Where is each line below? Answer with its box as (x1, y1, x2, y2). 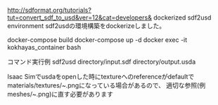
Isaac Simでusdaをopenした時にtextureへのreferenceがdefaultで (7, 73, 195, 80)
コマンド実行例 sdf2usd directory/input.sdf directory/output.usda (7, 57, 196, 66)
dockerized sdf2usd (153, 13, 212, 22)
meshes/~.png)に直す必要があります (7, 90, 114, 98)
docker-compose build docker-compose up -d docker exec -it (7, 36, 188, 44)
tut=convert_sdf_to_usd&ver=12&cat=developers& (7, 13, 153, 22)
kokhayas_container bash (7, 43, 82, 51)
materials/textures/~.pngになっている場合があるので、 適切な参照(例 (7, 81, 206, 90)
